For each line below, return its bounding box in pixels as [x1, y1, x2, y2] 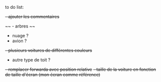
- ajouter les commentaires [5, 14, 60, 19]
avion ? [12, 38, 27, 44]
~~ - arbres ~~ [5, 23, 35, 29]
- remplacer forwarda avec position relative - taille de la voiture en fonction [5, 66, 156, 72]
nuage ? [12, 33, 29, 38]
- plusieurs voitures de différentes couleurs [5, 48, 92, 53]
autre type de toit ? [12, 57, 50, 63]
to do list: [5, 4, 24, 10]
